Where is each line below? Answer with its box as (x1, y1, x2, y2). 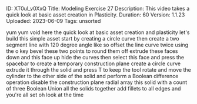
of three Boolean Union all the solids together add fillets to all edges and (6, 85, 181, 92)
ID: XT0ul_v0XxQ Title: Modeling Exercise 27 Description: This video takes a (6, 5, 190, 12)
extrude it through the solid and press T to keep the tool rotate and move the (6, 66, 191, 73)
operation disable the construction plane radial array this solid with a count (6, 79, 188, 86)
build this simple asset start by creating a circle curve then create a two (6, 35, 179, 42)
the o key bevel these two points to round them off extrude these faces (6, 48, 178, 55)
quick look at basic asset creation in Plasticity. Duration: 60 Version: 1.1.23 (6, 11, 185, 18)
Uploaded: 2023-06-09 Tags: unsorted (6, 18, 101, 24)
